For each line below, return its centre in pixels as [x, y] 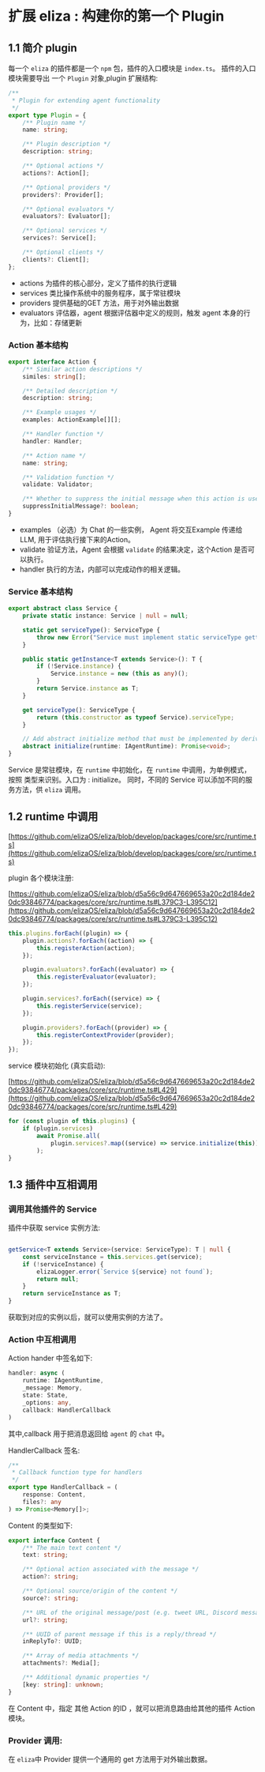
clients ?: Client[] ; [56, 259]
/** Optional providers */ [67, 187]
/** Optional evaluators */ [68, 209]
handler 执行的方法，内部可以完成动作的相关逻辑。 [102, 569]
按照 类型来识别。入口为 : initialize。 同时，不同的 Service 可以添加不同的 [127, 780]
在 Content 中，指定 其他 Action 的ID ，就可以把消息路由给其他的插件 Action [132, 1708]
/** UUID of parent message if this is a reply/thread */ [119, 1634]
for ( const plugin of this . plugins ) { [72, 1122]
